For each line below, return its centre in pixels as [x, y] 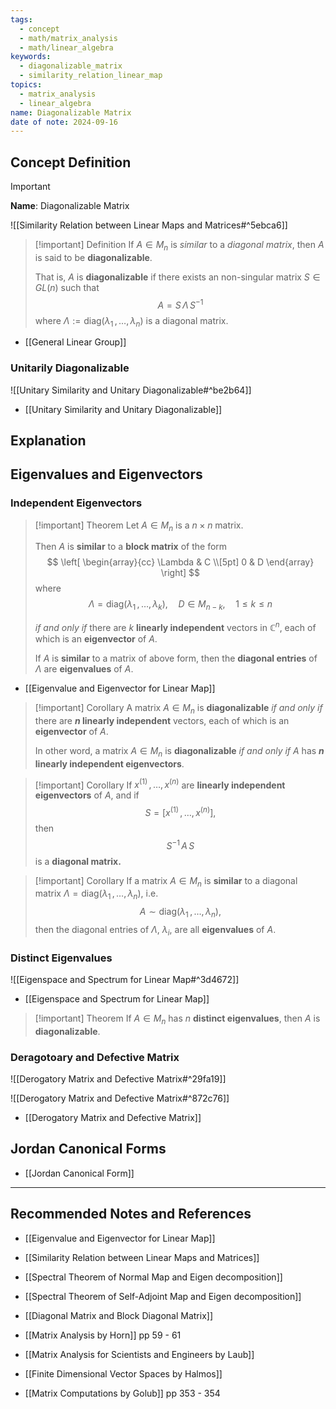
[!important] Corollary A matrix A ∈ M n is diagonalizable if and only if [178, 708]
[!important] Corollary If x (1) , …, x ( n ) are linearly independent [160, 784]
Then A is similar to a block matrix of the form [131, 547]
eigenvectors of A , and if [87, 795]
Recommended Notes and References [131, 1214]
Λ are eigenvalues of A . [84, 668]
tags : [21, 19]
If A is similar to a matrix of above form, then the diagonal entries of [176, 658]
